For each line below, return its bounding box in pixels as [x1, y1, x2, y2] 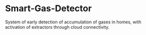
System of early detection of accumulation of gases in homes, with [5, 19, 142, 25]
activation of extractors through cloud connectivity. [5, 24, 110, 30]
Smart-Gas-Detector [5, 3, 92, 14]
